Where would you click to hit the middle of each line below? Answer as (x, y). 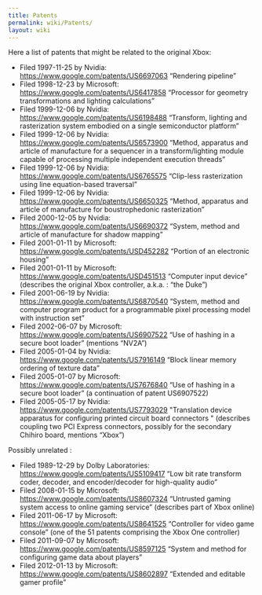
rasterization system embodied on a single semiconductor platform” (129, 126)
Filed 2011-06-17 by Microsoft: (68, 516)
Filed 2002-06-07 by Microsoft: (71, 326)
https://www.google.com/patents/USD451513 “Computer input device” (133, 277)
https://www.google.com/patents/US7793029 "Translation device (126, 410)
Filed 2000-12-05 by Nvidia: (65, 218)
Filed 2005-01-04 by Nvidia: (65, 351)
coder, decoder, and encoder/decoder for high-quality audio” (118, 482)
